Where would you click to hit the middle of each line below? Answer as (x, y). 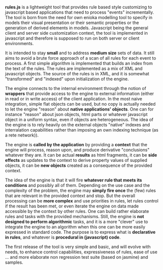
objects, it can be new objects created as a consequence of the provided (79, 165)
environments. (19, 43)
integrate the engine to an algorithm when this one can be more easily (75, 227)
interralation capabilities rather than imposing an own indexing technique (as (82, 130)
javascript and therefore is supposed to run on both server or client (72, 38)
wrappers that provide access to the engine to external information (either (80, 93)
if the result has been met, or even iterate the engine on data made (72, 206)
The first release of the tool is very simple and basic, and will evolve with (78, 247)
